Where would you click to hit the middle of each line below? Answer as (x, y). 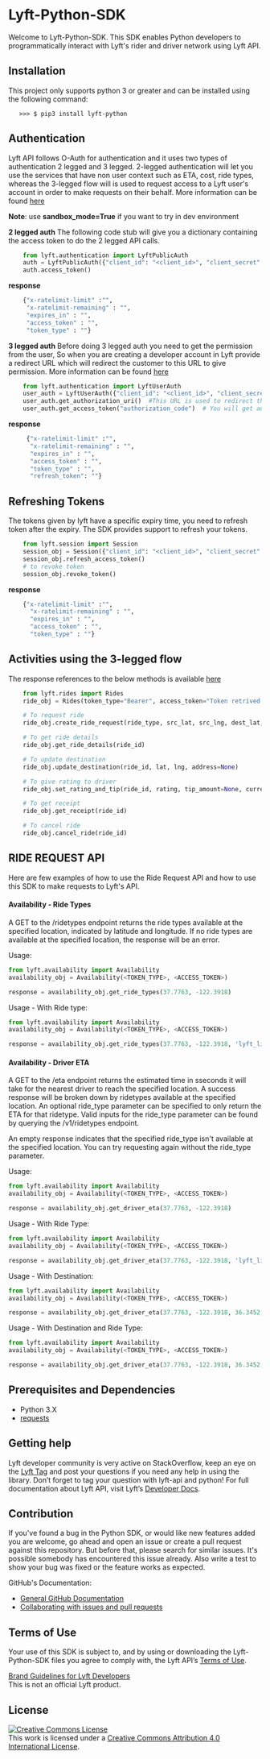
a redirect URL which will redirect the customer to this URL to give (117, 363)
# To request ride (53, 716)
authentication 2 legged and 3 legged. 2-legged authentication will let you (131, 166)
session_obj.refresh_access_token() (84, 559)
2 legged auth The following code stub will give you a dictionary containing (133, 232)
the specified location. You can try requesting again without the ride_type (130, 1147)
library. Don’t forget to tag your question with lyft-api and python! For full (129, 1479)
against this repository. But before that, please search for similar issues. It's (133, 1550)
